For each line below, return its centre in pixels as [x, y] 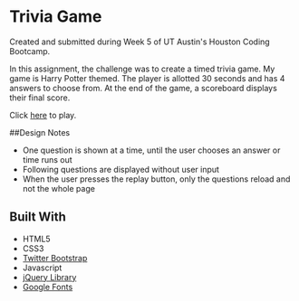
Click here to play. [43, 115]
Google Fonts [48, 287]
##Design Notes [40, 132]
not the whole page [58, 188]
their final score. [40, 98]
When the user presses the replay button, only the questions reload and [156, 179]
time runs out [47, 159]
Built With [38, 217]
